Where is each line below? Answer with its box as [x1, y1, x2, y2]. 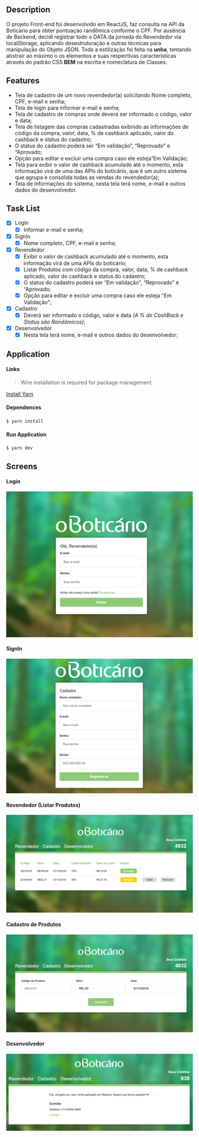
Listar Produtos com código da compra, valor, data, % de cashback [23, 266, 188, 273]
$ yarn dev [6, 445, 33, 451]
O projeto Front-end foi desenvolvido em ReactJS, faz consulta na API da [6, 20, 185, 27]
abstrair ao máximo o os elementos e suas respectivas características [6, 52, 176, 59]
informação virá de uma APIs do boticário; [23, 259, 127, 266]
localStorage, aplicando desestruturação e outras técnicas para [6, 39, 162, 46]
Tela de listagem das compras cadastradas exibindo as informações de [14, 123, 189, 130]
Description [6, 5, 50, 15]
